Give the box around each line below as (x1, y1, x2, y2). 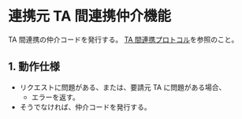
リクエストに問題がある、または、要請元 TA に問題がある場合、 (19, 82, 226, 91)
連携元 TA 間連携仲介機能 (8, 7, 172, 25)
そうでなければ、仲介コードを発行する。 (19, 102, 151, 111)
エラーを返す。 (31, 92, 80, 102)
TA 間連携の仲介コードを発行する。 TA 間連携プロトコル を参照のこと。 (8, 35, 239, 44)
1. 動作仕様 (8, 60, 61, 73)
